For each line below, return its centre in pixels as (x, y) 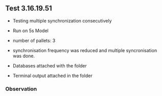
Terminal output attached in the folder (53, 76)
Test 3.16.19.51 (29, 8)
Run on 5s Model (30, 31)
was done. (24, 56)
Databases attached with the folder (50, 65)
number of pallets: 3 (34, 40)
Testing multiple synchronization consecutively (62, 20)
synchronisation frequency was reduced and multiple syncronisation (85, 50)
